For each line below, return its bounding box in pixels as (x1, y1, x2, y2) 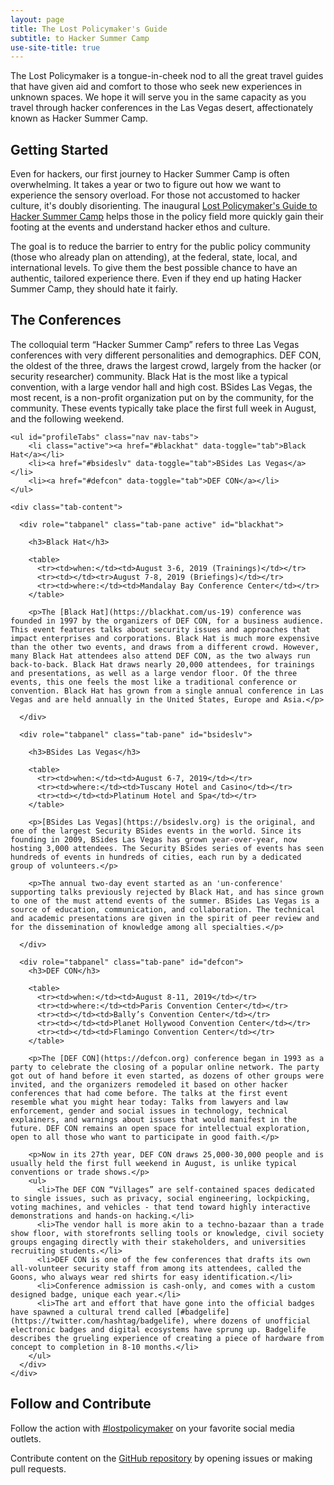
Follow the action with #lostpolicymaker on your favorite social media (10, 1422, 295, 1434)
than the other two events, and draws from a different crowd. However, (10, 642, 320, 652)
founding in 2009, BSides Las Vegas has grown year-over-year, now (10, 834, 298, 845)
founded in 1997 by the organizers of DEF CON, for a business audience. (10, 616, 325, 626)
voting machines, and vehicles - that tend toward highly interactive (10, 1202, 311, 1212)
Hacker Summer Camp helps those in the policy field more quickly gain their (10, 211, 324, 223)
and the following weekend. (10, 412, 125, 425)
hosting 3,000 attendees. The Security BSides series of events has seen (10, 843, 325, 853)
